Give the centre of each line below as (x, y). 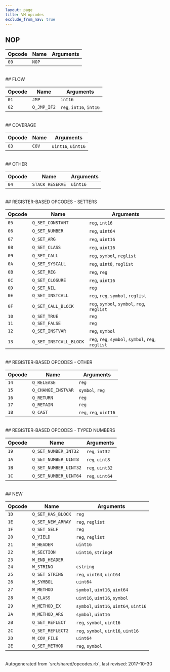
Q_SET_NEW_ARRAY (52, 522)
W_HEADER (42, 545)
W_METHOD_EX (47, 606)
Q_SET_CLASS (47, 248)
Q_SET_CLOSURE (49, 281)
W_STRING (42, 567)
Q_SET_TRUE (45, 317)
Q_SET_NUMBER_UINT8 (56, 460)
